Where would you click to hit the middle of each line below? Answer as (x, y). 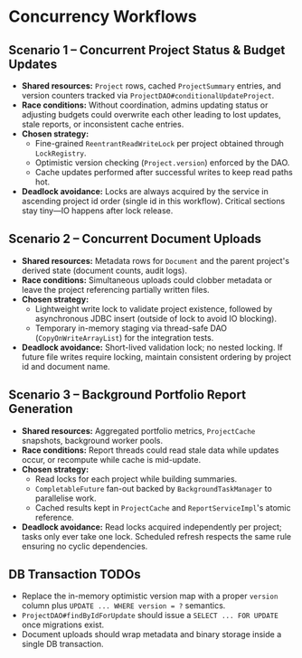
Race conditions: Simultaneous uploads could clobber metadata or (147, 280)
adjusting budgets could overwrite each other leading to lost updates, (151, 114)
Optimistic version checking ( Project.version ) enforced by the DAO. (162, 163)
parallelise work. (66, 498)
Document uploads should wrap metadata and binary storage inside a (151, 634)
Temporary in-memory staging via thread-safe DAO (131, 328)
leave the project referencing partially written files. (115, 289)
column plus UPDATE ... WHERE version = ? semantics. (123, 606)
